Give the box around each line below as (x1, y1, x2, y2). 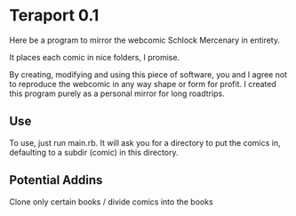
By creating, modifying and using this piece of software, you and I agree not (9, 68, 287, 80)
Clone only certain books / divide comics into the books (9, 196, 213, 207)
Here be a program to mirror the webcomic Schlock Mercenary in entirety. (9, 35, 280, 45)
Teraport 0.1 (9, 5, 100, 26)
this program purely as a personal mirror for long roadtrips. (9, 88, 225, 99)
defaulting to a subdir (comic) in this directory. (9, 147, 180, 157)
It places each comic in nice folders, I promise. (9, 52, 180, 62)
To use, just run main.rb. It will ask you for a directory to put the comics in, (9, 137, 282, 148)
